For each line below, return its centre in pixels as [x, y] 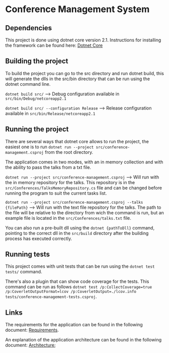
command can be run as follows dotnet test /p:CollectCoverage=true [79, 287]
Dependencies [29, 28]
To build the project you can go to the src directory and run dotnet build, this [84, 73]
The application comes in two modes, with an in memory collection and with [84, 162]
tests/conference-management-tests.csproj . [51, 297]
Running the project [37, 129]
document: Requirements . [32, 330]
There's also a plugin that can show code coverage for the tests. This [77, 281]
